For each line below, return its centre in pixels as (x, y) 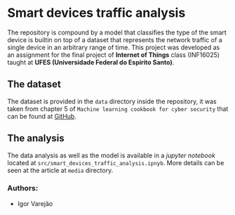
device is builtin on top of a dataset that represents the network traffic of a (115, 39)
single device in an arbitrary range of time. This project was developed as (114, 47)
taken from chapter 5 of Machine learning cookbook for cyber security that (118, 109)
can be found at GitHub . (42, 116)
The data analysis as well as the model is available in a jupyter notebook (112, 155)
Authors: (23, 188)
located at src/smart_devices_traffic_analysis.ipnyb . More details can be (116, 162)
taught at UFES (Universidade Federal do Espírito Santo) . (91, 62)
